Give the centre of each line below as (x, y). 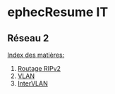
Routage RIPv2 (39, 68)
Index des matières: (36, 55)
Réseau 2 (28, 38)
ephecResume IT (58, 12)
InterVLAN (32, 83)
